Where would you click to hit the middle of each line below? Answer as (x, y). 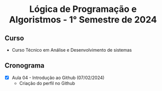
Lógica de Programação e (83, 9)
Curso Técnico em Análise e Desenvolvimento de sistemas (72, 50)
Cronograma (25, 66)
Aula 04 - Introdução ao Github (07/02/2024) (58, 78)
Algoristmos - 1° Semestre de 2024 (83, 20)
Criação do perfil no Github (47, 83)
